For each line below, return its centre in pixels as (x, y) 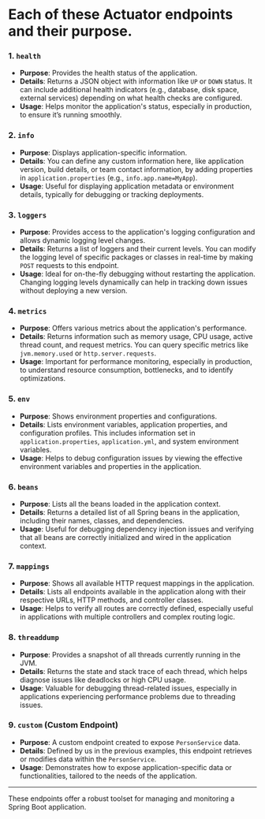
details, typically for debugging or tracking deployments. (112, 194)
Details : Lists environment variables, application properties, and (123, 424)
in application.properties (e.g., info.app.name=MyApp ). (108, 177)
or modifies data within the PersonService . (88, 759)
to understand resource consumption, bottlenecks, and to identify (126, 370)
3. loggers (28, 214)
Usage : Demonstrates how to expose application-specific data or (126, 767)
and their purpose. (70, 31)
